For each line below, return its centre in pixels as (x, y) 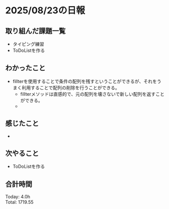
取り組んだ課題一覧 (35, 31)
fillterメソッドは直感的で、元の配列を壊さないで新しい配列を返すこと (92, 94)
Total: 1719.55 (20, 202)
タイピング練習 (28, 44)
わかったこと (25, 68)
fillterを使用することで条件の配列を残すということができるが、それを (85, 81)
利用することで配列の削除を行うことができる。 (71, 88)
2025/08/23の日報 (45, 10)
